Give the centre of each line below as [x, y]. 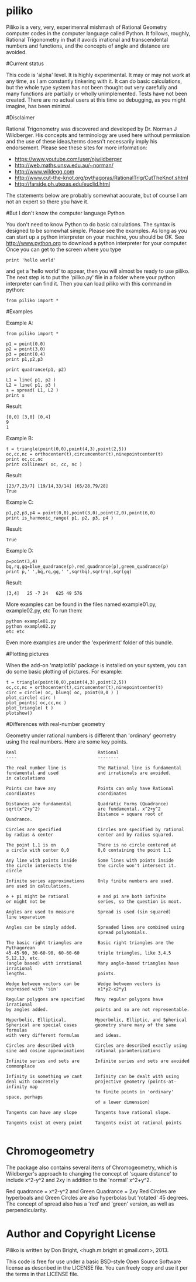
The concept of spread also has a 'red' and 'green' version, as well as [90, 1204]
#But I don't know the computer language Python [65, 213]
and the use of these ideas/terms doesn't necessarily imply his [82, 141]
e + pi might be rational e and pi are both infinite [86, 896]
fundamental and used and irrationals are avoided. [89, 773]
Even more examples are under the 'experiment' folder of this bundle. [90, 642]
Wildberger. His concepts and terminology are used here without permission [98, 135]
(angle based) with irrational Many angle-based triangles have [93, 963]
